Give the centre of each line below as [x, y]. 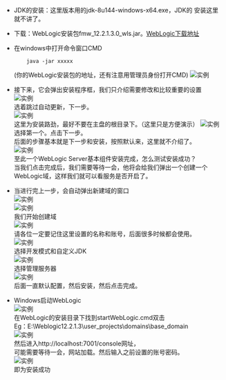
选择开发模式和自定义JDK [50, 251]
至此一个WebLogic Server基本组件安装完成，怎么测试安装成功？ [105, 159]
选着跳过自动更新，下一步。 [53, 107]
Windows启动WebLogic [47, 300]
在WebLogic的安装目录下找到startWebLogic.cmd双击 [89, 317]
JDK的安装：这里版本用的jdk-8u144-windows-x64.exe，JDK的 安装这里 [116, 10]
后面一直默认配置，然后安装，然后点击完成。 [77, 286]
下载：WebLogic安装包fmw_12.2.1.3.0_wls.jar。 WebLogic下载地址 [106, 34]
